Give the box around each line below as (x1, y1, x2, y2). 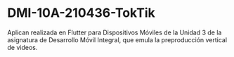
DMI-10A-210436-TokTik (7, 5, 156, 21)
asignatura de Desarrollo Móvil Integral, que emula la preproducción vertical (7, 35, 227, 44)
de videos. (7, 43, 38, 51)
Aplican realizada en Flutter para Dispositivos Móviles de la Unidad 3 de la (7, 28, 222, 37)
